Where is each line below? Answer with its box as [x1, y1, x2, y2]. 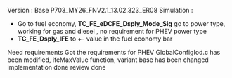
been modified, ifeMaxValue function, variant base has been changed [7, 56, 209, 64]
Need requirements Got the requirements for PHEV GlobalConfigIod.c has [7, 48, 221, 56]
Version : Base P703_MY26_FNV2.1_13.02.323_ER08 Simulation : [7, 6, 193, 14]
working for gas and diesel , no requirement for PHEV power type [17, 27, 207, 35]
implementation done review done [7, 63, 106, 71]
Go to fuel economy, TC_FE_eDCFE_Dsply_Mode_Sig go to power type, [17, 20, 226, 27]
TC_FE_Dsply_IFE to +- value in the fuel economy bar [17, 34, 173, 43]
